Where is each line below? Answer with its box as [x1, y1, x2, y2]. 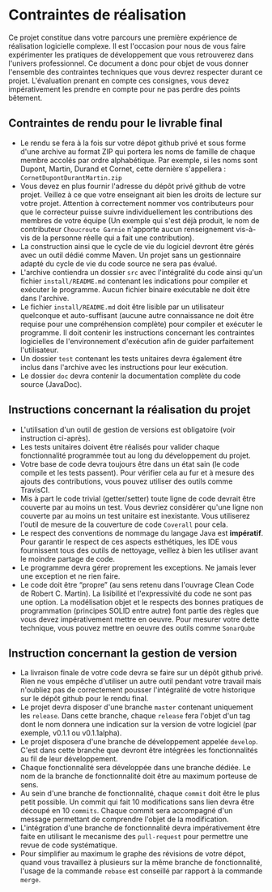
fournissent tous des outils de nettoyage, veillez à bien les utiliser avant [19, 545, 259, 555]
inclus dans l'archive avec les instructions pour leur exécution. [19, 362, 228, 372]
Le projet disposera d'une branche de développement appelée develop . [19, 737, 258, 747]
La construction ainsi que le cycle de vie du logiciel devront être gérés [19, 241, 254, 251]
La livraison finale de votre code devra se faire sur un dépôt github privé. [19, 668, 263, 678]
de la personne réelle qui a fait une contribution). [32, 233, 194, 243]
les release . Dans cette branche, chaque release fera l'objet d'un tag [19, 711, 251, 721]
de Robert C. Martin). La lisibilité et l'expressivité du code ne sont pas [19, 588, 253, 598]
